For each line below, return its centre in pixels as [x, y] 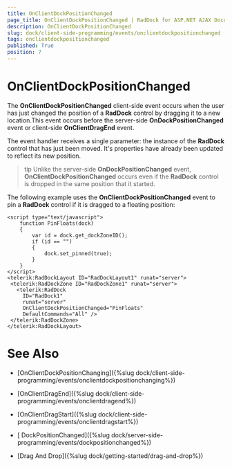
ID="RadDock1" [43, 296]
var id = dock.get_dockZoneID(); [80, 235]
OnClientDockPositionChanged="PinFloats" [83, 308]
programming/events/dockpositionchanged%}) [84, 442]
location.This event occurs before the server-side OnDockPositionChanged [116, 120]
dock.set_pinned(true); [78, 253]
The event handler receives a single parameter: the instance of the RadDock [116, 141]
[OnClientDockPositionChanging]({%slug [76, 373]
